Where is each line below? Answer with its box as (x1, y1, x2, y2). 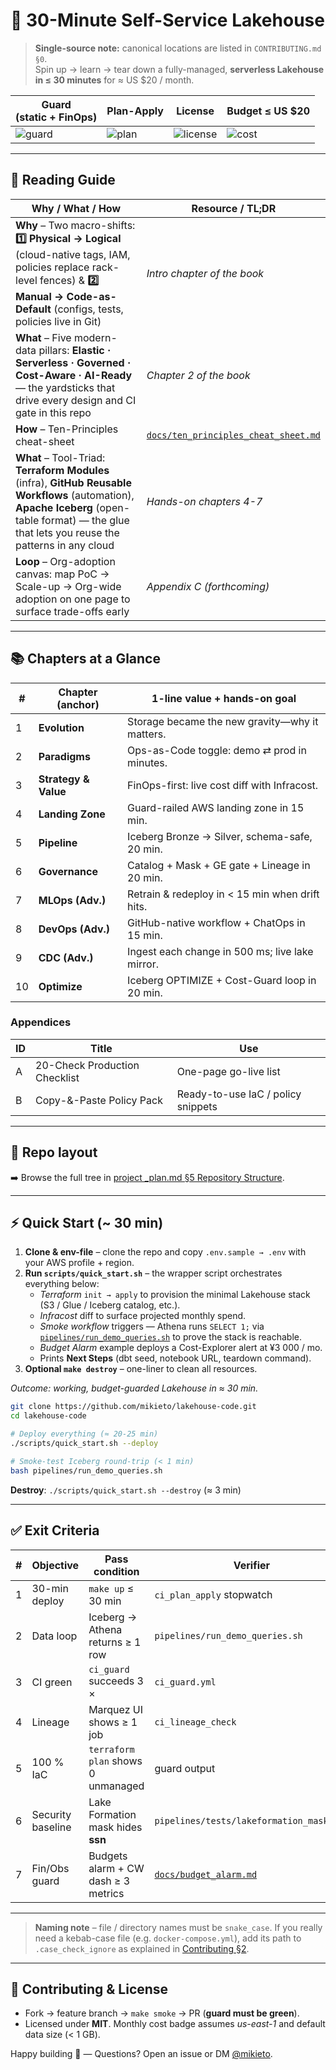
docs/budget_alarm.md (154, 1869, 258, 1880)
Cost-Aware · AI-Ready (15, 368, 133, 382)
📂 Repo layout (10, 1144, 98, 1161)
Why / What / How (31, 201, 122, 215)
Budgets (88, 1849, 128, 1863)
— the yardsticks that (15, 380, 116, 394)
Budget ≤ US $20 (226, 104, 311, 118)
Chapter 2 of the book (146, 368, 251, 382)
